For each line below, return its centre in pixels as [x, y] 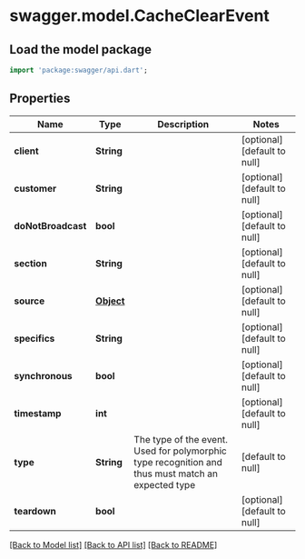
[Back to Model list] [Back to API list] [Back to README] [113, 544]
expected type [165, 484]
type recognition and [178, 462]
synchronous [43, 375]
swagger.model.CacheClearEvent [140, 16]
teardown [35, 511]
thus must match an [176, 474]
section [30, 263]
